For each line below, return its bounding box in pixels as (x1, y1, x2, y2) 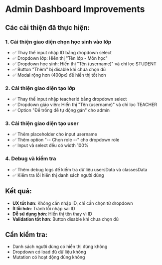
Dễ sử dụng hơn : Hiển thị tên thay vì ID (12, 211, 92, 217)
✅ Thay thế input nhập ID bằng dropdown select (12, 49, 112, 55)
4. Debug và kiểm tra (5, 155, 56, 162)
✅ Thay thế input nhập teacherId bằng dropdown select (12, 96, 127, 102)
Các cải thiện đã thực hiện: (5, 23, 90, 32)
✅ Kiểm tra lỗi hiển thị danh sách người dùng (12, 172, 104, 178)
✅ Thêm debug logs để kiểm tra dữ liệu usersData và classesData (12, 166, 148, 172)
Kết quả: (5, 187, 32, 195)
